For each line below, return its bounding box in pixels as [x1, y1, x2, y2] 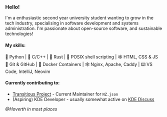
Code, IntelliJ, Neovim [5, 68, 50, 74]
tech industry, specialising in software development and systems [5, 20, 139, 26]
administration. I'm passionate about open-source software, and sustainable [5, 25, 162, 31]
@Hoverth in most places [5, 106, 57, 112]
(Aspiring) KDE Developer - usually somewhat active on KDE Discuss [12, 96, 154, 102]
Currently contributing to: [5, 80, 60, 86]
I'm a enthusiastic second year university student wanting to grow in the [5, 15, 154, 21]
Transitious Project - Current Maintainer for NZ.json [12, 91, 118, 97]
